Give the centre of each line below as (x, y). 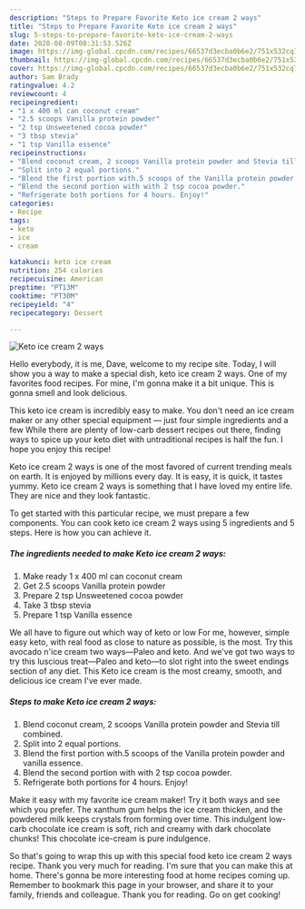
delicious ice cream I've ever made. (76, 681)
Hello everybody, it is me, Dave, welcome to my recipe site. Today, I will (143, 364)
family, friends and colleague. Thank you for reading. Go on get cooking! (145, 894)
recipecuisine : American (56, 279)
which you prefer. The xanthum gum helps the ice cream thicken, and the (146, 810)
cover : (22, 69)
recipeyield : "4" (42, 304)
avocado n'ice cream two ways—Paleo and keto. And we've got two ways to (152, 652)
